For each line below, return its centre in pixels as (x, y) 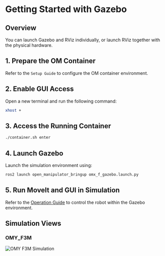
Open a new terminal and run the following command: (61, 101)
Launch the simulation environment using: (49, 165)
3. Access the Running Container (58, 126)
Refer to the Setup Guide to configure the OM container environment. (77, 73)
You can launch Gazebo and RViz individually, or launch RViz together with (83, 40)
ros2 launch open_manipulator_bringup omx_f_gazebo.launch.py (72, 175)
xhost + (13, 110)
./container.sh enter (28, 138)
